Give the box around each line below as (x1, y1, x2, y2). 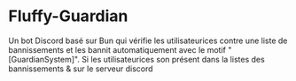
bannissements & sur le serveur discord (8, 63, 153, 74)
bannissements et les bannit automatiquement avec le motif (8, 44, 227, 55)
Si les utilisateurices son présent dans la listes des (82, 54, 265, 64)
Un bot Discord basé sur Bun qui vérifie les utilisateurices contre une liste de (8, 35, 288, 46)
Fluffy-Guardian (8, 6, 129, 26)
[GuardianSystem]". (8, 54, 81, 64)
